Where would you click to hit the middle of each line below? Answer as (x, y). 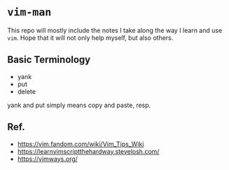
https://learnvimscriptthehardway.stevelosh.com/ (88, 151)
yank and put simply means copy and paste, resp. (79, 105)
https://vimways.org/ (48, 159)
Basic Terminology (49, 60)
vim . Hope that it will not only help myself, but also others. (90, 38)
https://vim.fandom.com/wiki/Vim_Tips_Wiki (81, 144)
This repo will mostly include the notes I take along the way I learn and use (115, 30)
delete (27, 91)
